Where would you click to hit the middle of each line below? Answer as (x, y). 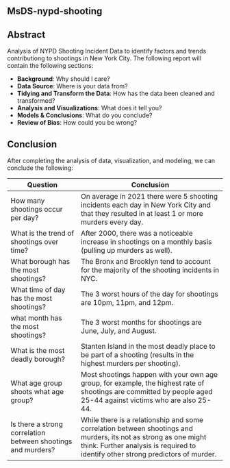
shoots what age (37, 392)
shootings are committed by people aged (147, 392)
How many (28, 201)
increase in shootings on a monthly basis (146, 242)
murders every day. (112, 222)
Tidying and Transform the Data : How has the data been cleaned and (116, 94)
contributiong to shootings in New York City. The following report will (104, 58)
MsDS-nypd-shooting (55, 11)
